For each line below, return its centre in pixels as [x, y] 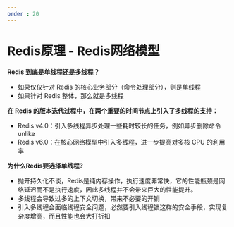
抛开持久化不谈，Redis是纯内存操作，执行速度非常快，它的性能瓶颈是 [118, 180]
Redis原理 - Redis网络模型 [84, 51]
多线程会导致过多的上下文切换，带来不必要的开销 [88, 198]
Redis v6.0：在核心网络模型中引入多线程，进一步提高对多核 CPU [111, 142]
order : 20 [23, 14]
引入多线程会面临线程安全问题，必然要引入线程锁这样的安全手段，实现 [119, 207]
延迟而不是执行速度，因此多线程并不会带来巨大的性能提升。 [110, 189]
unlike [26, 133]
